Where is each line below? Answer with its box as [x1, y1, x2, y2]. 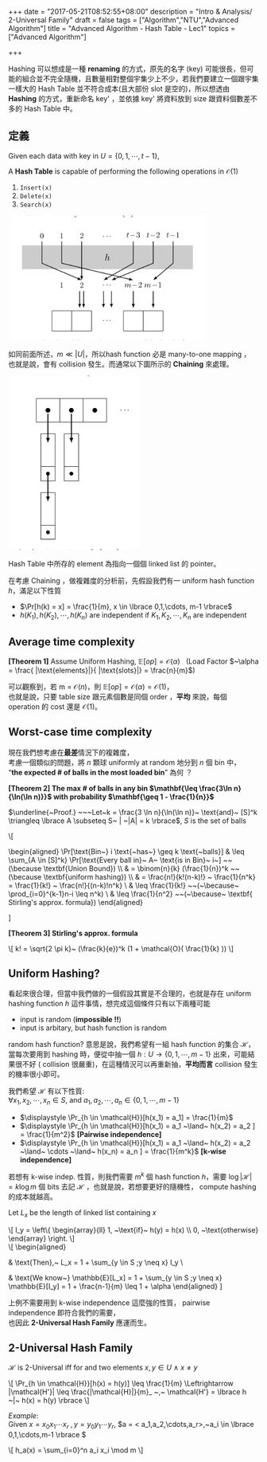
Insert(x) [19, 183, 53, 192]
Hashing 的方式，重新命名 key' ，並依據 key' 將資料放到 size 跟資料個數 [8, 94, 244, 103]
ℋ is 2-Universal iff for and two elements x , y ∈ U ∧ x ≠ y [8, 1362, 198, 1373]
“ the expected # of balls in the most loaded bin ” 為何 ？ [8, 767, 193, 777]
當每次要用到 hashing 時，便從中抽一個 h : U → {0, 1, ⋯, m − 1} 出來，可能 [8, 1049, 249, 1059]
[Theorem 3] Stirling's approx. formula [8, 928, 138, 938]
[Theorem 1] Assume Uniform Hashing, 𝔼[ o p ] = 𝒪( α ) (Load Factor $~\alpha [8, 657, 259, 666]
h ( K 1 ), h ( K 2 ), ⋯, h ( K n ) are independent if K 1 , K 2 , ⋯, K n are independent [19, 610, 247, 621]
